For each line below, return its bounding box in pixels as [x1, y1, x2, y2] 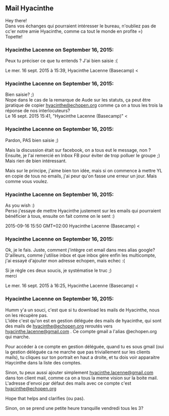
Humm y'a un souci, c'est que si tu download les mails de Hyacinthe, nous [5, 307, 160, 313]
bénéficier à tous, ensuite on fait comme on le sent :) [5, 213, 115, 219]
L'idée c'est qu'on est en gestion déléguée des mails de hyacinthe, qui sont [5, 317, 162, 323]
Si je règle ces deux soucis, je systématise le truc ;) [5, 267, 112, 273]
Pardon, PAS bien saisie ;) [5, 137, 59, 143]
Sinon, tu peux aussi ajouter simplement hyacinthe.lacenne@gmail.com [5, 369, 154, 376]
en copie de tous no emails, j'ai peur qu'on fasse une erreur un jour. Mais [5, 173, 157, 179]
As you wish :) [5, 202, 35, 208]
